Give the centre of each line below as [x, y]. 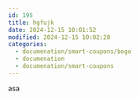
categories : [27, 44]
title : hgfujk [31, 23]
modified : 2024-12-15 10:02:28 [59, 37]
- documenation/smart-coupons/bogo [73, 51]
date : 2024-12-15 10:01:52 [52, 30]
